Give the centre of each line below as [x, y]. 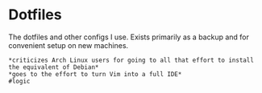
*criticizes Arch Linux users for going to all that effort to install [131, 60]
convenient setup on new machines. [69, 45]
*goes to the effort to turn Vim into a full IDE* [95, 74]
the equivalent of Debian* [54, 67]
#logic [19, 81]
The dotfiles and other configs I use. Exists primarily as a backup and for [129, 37]
